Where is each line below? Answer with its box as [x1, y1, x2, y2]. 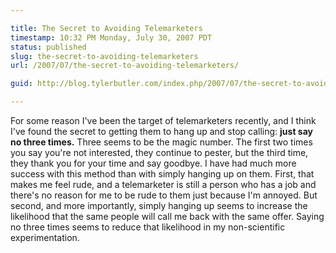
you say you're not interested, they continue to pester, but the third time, [10, 147, 309, 158]
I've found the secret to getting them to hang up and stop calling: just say [10, 126, 314, 137]
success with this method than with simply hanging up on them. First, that [10, 168, 315, 180]
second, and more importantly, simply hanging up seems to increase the [10, 200, 308, 211]
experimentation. [10, 232, 80, 243]
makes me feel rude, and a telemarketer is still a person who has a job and [10, 179, 317, 190]
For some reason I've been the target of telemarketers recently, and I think [10, 115, 317, 126]
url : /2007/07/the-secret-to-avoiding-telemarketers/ [10, 61, 240, 71]
